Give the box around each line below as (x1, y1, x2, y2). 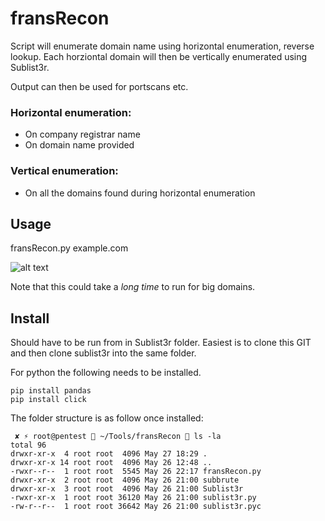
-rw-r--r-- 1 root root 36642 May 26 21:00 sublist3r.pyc (10, 502, 262, 512)
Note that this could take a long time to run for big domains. (10, 281, 256, 293)
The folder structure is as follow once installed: (10, 412, 204, 424)
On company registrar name (24, 128, 141, 141)
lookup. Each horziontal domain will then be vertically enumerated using (10, 50, 308, 62)
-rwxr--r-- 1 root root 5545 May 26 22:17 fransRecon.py (10, 467, 262, 477)
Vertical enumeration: (10, 164, 119, 178)
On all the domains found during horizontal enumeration (24, 187, 256, 199)
